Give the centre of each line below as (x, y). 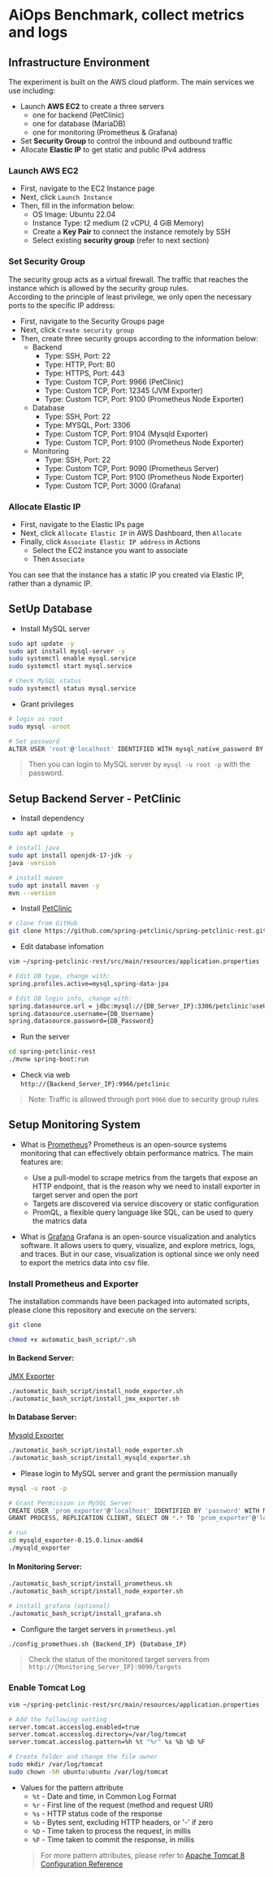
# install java (34, 848)
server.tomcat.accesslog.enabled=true (74, 1727)
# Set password (34, 741)
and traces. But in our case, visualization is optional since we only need (140, 1254)
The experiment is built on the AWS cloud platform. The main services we (131, 82)
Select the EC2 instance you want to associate (110, 550)
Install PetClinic (46, 908)
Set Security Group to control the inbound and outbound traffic (126, 141)
